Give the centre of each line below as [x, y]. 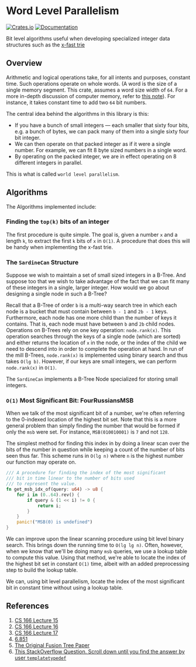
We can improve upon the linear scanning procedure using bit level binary [95, 539]
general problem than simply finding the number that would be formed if [93, 426]
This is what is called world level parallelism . [63, 174]
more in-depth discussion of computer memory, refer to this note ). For [91, 96]
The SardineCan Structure [42, 262]
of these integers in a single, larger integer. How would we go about [88, 288]
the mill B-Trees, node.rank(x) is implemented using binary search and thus [97, 355]
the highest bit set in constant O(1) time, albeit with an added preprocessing [98, 564]
